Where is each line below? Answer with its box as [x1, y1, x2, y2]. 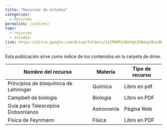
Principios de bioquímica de [7, 80, 73, 87]
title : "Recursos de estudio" [5, 7, 68, 12]
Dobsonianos [7, 108, 39, 115]
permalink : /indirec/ [5, 21, 50, 26]
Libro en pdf [124, 83, 153, 90]
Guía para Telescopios [7, 102, 60, 109]
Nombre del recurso [23, 68, 72, 75]
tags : [5, 26, 16, 31]
